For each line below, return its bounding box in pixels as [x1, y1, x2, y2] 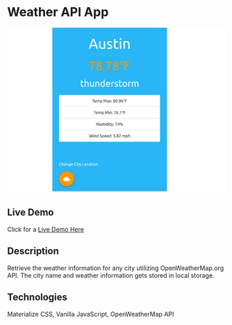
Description [7, 245, 59, 257]
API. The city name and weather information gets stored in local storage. [7, 271, 215, 279]
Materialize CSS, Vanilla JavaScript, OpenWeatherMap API [7, 310, 174, 318]
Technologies [7, 292, 68, 303]
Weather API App [7, 4, 109, 20]
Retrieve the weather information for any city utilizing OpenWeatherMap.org [7, 264, 224, 272]
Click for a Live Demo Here [7, 225, 85, 233]
